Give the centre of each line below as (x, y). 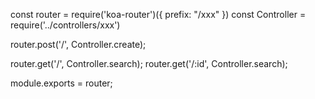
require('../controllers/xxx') (65, 25)
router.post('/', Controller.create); (78, 44)
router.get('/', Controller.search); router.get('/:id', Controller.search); (149, 63)
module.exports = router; (61, 83)
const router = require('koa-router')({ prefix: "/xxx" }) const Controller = (158, 14)
